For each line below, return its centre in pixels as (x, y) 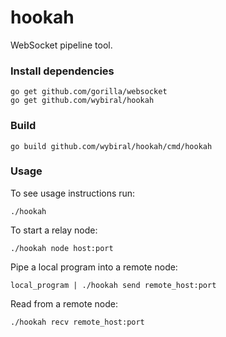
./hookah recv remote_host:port (77, 322)
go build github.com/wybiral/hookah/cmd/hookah (111, 146)
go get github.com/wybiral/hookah (82, 101)
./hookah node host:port (62, 248)
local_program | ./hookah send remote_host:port (113, 285)
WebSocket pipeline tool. (61, 45)
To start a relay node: (54, 230)
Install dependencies (62, 71)
